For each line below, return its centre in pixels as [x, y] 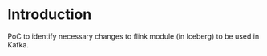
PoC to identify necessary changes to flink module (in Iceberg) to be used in [133, 36]
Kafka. [18, 44]
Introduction [50, 15]
